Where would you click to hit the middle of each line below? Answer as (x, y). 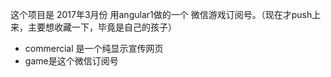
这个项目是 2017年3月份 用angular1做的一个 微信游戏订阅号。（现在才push (161, 14)
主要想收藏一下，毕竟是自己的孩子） (102, 27)
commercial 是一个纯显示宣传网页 (94, 48)
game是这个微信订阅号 (71, 61)
